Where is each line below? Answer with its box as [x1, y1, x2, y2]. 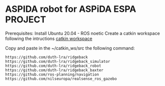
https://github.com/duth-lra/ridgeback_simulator [5, 59, 111, 64]
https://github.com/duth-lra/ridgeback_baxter [5, 68, 104, 73]
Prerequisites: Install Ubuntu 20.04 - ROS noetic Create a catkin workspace [5, 30, 161, 36]
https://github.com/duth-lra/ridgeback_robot [5, 63, 101, 68]
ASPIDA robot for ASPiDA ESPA [5, 3, 136, 15]
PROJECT [5, 14, 46, 25]
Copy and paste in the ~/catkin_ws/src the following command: [5, 45, 135, 51]
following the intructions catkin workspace [5, 36, 93, 42]
